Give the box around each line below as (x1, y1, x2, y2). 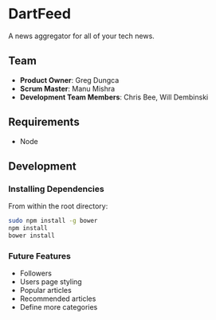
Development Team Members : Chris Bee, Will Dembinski (19, 92, 209, 102)
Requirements (8, 115, 80, 129)
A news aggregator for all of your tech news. (8, 31, 155, 41)
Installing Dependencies (8, 183, 105, 194)
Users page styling (19, 277, 82, 287)
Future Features (8, 250, 72, 261)
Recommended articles (19, 294, 96, 303)
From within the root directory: (8, 201, 108, 211)
